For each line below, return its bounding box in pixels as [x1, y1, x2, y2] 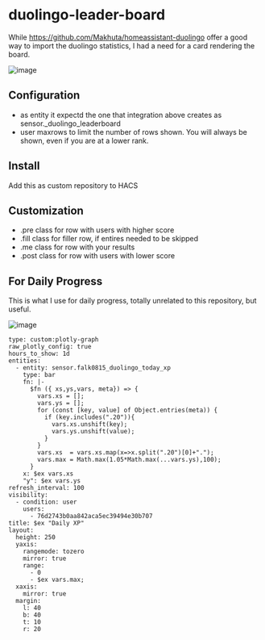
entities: [8, 357, 42, 365]
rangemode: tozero [23, 547, 85, 556]
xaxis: [15, 583, 38, 591]
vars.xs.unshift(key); [51, 420, 128, 429]
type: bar [23, 371, 56, 379]
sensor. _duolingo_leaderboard [19, 119, 121, 128]
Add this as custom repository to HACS [8, 180, 139, 190]
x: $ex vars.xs [23, 470, 74, 478]
